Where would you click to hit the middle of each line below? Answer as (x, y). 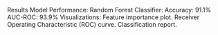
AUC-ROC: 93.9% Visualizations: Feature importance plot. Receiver (103, 17)
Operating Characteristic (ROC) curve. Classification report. (92, 24)
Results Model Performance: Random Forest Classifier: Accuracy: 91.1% (109, 10)
